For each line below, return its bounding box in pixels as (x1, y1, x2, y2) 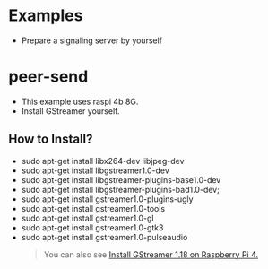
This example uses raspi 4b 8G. (21, 96, 139, 107)
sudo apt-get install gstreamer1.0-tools (21, 203, 166, 213)
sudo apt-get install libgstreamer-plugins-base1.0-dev (21, 174, 221, 185)
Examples (8, 5, 83, 26)
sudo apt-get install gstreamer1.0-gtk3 (21, 221, 164, 233)
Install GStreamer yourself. (21, 105, 120, 117)
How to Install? (8, 132, 93, 147)
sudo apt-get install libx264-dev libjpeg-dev (21, 155, 185, 166)
